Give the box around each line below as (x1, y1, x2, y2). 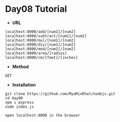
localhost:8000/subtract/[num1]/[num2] (5, 33, 87, 38)
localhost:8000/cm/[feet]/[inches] (5, 55, 78, 60)
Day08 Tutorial (5, 3, 67, 15)
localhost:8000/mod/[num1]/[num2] (5, 46, 76, 51)
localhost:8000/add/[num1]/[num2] (5, 29, 76, 34)
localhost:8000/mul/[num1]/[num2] (5, 38, 76, 43)
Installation (12, 82, 36, 88)
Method (12, 63, 29, 69)
